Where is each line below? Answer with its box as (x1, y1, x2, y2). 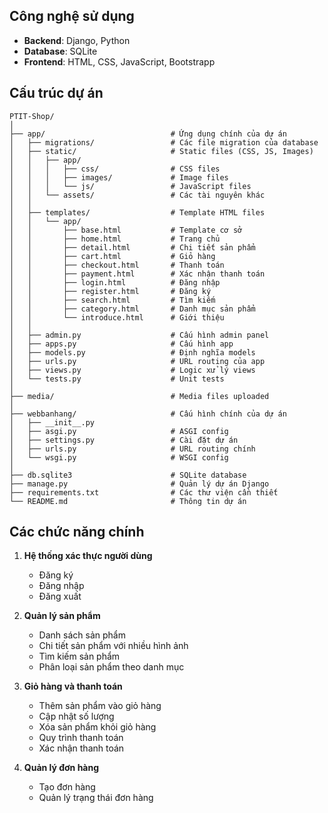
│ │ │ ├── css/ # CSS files (9, 164, 221, 174)
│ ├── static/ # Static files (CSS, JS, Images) (9, 146, 314, 156)
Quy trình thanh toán (38, 732, 124, 744)
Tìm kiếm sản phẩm (38, 650, 121, 663)
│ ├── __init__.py (9, 417, 96, 428)
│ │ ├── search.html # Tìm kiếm (9, 295, 216, 305)
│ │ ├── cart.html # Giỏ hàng (9, 251, 216, 261)
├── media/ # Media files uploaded (9, 391, 270, 401)
